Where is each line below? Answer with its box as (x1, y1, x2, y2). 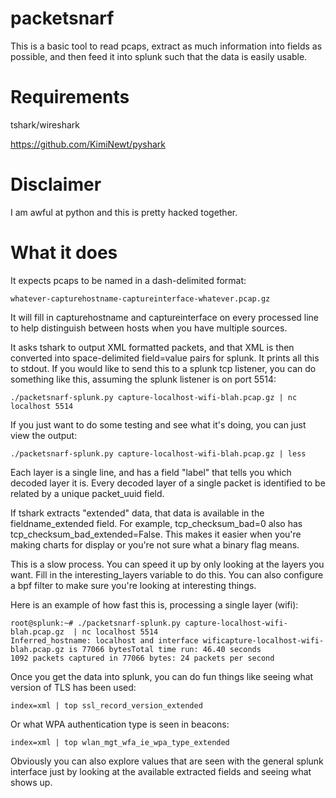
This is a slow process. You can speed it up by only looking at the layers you (10, 558, 325, 570)
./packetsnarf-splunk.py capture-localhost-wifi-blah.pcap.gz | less (10, 448, 307, 459)
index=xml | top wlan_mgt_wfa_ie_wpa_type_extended (10, 737, 230, 747)
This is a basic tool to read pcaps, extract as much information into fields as (10, 40, 323, 52)
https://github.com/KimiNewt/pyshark (10, 138, 167, 150)
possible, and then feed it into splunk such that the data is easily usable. (10, 50, 308, 62)
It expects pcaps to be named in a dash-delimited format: (10, 274, 247, 286)
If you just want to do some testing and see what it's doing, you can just (10, 418, 307, 431)
